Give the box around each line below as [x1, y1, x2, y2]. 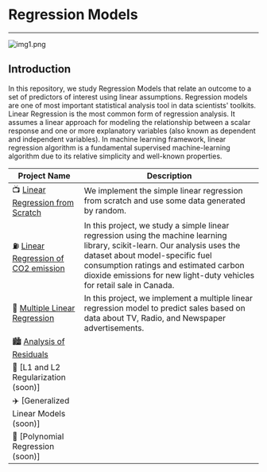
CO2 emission [12, 263, 65, 274]
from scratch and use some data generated [83, 195, 246, 206]
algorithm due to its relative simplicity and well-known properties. [8, 151, 222, 161]
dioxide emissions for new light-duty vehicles [83, 269, 255, 280]
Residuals [12, 349, 49, 360]
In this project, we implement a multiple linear [83, 292, 253, 303]
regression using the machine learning [83, 229, 227, 240]
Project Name [17, 170, 71, 181]
